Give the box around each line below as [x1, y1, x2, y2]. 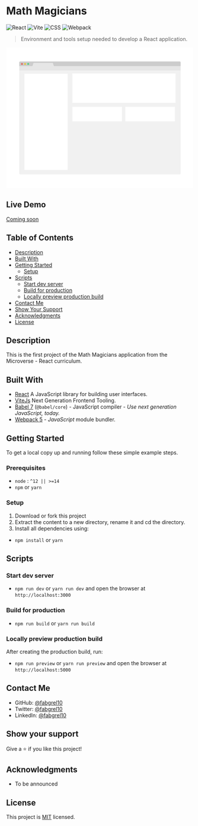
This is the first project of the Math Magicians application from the [6, 351, 168, 359]
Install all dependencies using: [14, 525, 89, 532]
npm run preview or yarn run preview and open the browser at [14, 659, 167, 666]
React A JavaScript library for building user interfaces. [14, 391, 148, 398]
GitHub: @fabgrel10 [14, 699, 63, 706]
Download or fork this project [14, 512, 87, 519]
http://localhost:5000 [14, 667, 71, 673]
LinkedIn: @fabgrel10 [14, 712, 67, 719]
